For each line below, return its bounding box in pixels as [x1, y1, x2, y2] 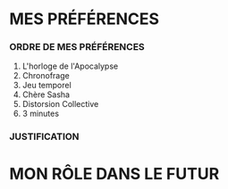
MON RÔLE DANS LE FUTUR [9, 163, 220, 184]
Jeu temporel [21, 80, 72, 91]
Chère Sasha [21, 89, 70, 100]
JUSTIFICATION [9, 130, 80, 143]
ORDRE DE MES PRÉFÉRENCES [9, 41, 145, 53]
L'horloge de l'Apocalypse [21, 61, 119, 71]
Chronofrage [21, 70, 70, 81]
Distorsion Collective [21, 99, 99, 110]
